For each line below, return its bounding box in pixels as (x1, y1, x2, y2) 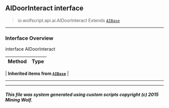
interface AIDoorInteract (5, 46, 55, 52)
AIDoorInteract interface (5, 4, 84, 13)
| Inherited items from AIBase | (5, 70, 69, 77)
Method (8, 58, 27, 65)
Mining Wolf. (5, 96, 33, 102)
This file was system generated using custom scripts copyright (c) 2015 (5, 91, 159, 97)
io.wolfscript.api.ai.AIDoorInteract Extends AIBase (17, 17, 120, 23)
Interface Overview (5, 35, 54, 42)
